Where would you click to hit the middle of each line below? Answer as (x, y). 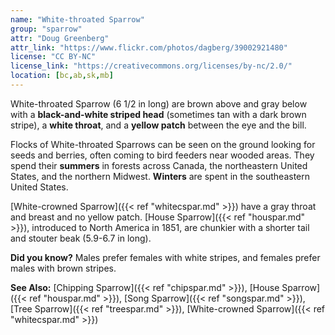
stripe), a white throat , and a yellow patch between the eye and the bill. (158, 125)
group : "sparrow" (46, 29)
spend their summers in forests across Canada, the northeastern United (159, 165)
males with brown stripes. (63, 268)
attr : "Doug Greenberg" (60, 38)
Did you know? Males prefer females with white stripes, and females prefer (165, 257)
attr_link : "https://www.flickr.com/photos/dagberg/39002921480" (149, 47)
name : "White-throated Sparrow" (77, 19)
